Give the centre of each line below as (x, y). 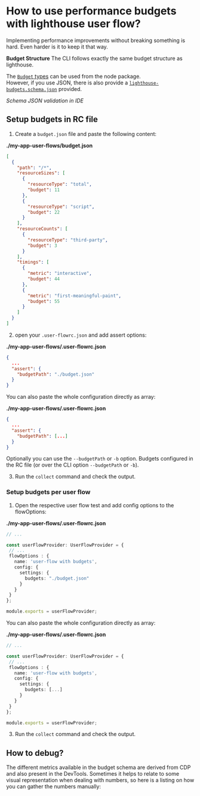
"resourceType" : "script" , (61, 207)
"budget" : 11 (44, 190)
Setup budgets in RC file (52, 119)
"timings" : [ (33, 262)
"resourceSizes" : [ (41, 173)
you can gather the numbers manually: (54, 786)
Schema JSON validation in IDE (45, 101)
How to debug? (35, 753)
